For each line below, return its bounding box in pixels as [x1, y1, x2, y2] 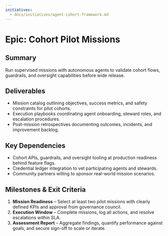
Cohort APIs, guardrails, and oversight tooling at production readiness [12, 155, 157, 161]
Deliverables [5, 86, 46, 95]
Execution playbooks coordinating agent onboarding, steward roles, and [12, 111, 161, 117]
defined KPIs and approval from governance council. [12, 204, 122, 210]
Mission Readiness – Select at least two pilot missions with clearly [12, 198, 150, 204]
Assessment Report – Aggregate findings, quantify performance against [12, 219, 163, 226]
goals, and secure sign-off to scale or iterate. [12, 225, 106, 231]
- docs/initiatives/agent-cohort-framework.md [10, 12, 109, 17]
